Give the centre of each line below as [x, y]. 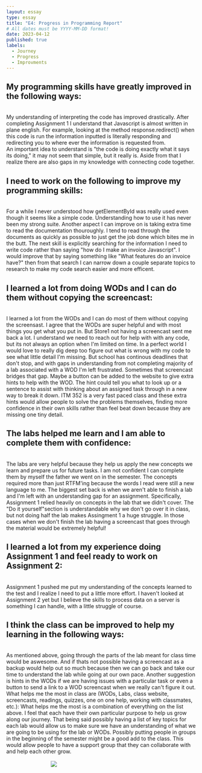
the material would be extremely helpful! [56, 528]
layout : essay [24, 12]
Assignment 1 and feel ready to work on [82, 557]
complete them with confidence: [69, 443]
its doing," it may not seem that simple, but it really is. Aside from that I [94, 156]
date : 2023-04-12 [28, 34]
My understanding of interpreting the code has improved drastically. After [98, 117]
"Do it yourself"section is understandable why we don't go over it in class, [98, 509]
